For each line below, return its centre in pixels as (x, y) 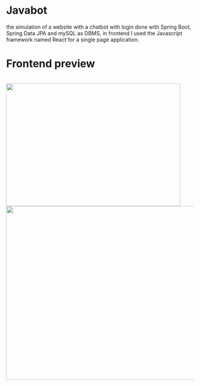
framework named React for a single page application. (73, 39)
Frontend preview (51, 64)
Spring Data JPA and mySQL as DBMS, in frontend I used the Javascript (94, 33)
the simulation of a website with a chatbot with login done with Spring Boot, (99, 27)
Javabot (27, 10)
